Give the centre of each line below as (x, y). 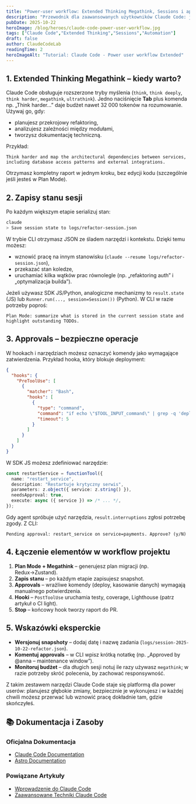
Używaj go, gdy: (26, 111)
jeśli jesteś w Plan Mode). (37, 180)
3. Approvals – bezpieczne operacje (72, 339)
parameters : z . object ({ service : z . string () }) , (71, 490)
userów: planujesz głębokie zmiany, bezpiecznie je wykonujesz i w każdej (95, 691)
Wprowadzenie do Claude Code (53, 789)
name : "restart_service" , (43, 479)
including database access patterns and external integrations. (86, 162)
